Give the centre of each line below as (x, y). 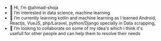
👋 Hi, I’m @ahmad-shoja (34, 8)
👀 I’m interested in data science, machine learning (60, 13)
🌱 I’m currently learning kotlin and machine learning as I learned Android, (83, 18)
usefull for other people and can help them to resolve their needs (75, 33)
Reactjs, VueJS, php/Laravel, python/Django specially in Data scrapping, (83, 23)
